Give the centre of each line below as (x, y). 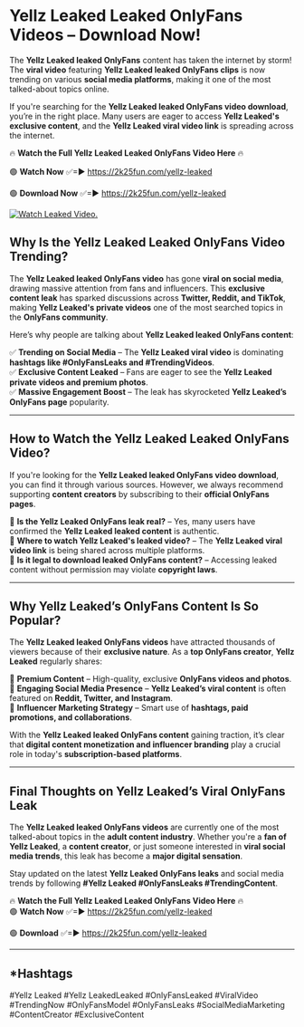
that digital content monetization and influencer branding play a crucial (145, 744)
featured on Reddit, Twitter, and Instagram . (91, 698)
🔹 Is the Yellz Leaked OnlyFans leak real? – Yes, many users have (133, 521)
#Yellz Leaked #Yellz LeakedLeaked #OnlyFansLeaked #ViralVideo (134, 995)
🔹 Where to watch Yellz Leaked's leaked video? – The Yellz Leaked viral (146, 541)
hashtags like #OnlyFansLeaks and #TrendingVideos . (112, 362)
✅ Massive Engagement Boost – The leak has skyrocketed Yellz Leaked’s (148, 391)
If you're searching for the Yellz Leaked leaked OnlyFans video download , (149, 106)
